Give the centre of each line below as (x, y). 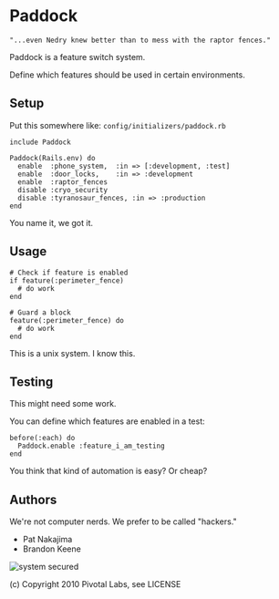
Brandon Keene (52, 549)
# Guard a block (40, 312)
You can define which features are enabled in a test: (107, 421)
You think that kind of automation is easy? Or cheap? (108, 471)
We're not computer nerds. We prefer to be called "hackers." (123, 522)
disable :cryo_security (62, 190)
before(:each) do (42, 439)
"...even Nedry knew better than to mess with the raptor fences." (140, 40)
